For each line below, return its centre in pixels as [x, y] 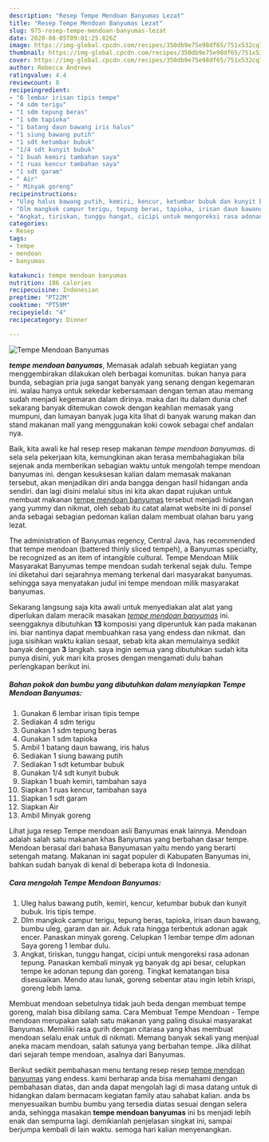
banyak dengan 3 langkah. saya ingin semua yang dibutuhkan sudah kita [129, 649]
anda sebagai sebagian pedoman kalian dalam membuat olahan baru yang [131, 516]
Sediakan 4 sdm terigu [57, 722]
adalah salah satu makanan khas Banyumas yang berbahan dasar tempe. [129, 839]
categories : [29, 224]
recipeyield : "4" [38, 312]
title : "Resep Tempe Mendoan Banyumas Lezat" [86, 23]
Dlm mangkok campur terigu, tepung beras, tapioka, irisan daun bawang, [140, 920]
